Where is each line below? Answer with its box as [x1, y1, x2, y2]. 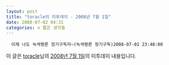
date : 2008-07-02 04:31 [6, 19, 64, 25]
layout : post [6, 8, 38, 15]
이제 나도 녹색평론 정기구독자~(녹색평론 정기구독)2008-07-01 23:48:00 [11, 42, 163, 48]
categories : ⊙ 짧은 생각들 [6, 24, 66, 31]
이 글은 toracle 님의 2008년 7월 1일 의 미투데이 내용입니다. [6, 53, 137, 60]
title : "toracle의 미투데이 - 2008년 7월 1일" [6, 14, 111, 20]
